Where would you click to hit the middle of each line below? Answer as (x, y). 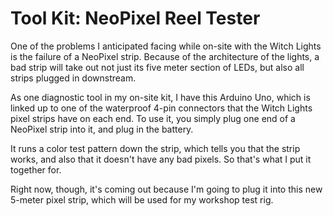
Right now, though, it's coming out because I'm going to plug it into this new (166, 189)
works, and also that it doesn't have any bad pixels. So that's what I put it (161, 159)
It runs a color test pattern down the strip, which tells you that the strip (155, 148)
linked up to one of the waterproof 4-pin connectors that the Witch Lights (161, 108)
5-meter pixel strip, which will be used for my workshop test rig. (142, 199)
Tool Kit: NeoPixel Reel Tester (135, 18)
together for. (36, 169)
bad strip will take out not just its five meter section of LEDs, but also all (157, 67)
